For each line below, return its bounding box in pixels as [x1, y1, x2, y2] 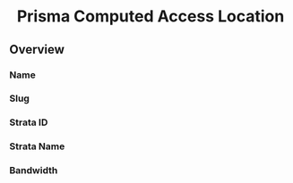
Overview [9, 42, 65, 57]
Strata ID [9, 116, 48, 129]
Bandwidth [9, 164, 58, 177]
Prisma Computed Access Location [16, 6, 285, 27]
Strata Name [9, 140, 65, 153]
